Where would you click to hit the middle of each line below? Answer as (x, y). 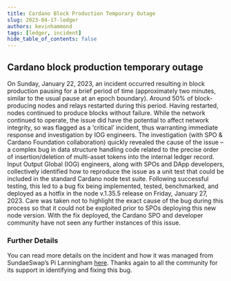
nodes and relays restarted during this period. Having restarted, (128, 105)
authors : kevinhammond (40, 26)
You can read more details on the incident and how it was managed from (110, 256)
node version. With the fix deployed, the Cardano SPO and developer (105, 215)
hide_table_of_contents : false (52, 39)
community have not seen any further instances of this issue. (94, 222)
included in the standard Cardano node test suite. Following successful (108, 178)
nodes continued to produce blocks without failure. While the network (106, 113)
